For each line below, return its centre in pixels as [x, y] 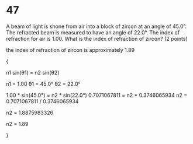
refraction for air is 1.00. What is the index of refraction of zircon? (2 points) [97, 38]
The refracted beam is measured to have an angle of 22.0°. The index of [93, 32]
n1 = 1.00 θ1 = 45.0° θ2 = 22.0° [43, 84]
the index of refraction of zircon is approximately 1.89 [70, 50]
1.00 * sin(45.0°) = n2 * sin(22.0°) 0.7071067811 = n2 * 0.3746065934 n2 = [97, 95]
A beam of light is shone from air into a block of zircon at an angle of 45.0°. [96, 26]
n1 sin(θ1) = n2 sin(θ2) [33, 72]
